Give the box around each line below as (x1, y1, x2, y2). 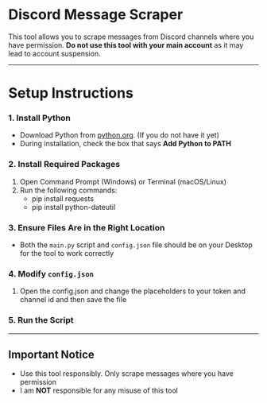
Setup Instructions (8, 84, 133, 103)
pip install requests (31, 193, 94, 203)
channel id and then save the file (19, 295, 127, 304)
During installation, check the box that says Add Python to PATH (19, 139, 232, 149)
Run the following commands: (19, 185, 118, 195)
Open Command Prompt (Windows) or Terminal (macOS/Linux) (19, 176, 227, 186)
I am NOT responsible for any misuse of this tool (19, 386, 179, 395)
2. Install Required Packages (8, 159, 121, 170)
